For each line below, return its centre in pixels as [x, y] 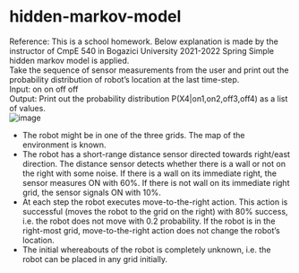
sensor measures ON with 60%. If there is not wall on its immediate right [156, 182]
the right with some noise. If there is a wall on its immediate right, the [149, 173]
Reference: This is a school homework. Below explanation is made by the [144, 41]
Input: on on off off [44, 89]
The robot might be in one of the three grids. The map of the [133, 135]
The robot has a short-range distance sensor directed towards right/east [156, 154]
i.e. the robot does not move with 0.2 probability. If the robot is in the [149, 221]
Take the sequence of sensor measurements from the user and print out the [149, 70]
